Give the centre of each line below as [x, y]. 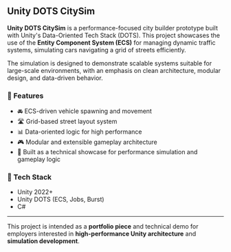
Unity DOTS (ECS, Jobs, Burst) [60, 200]
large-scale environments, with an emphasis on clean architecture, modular [114, 70]
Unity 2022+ [35, 192]
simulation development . [44, 241]
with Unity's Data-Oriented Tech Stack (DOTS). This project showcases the [113, 35]
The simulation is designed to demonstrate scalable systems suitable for [110, 63]
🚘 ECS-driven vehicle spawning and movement [85, 111]
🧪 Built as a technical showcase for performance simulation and [107, 152]
